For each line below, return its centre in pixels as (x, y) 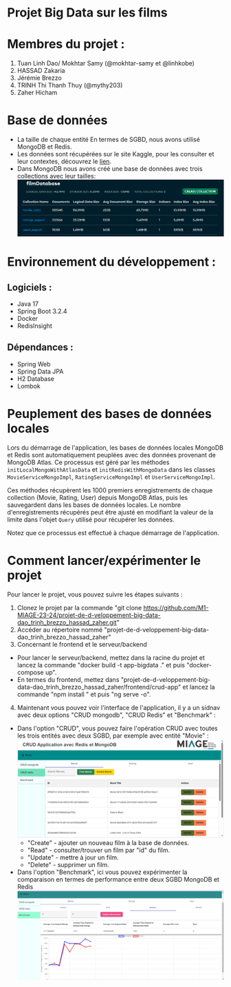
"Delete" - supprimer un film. (68, 864)
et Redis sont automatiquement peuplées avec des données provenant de (112, 455)
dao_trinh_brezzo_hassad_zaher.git (67, 622)
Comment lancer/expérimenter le (104, 560)
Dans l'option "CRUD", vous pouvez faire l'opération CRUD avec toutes (117, 728)
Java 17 (28, 304)
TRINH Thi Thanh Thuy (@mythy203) (70, 85)
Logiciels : (30, 287)
